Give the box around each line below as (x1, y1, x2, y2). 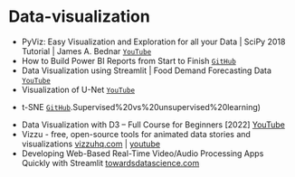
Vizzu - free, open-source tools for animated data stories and (21, 128, 251, 139)
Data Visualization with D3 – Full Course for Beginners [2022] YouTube (21, 119, 286, 130)
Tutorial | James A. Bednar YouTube (21, 45, 152, 56)
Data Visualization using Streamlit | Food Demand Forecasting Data (21, 65, 272, 76)
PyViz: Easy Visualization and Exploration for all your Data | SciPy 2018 (21, 36, 286, 47)
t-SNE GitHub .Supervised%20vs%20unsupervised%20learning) (21, 101, 262, 112)
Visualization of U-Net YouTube (21, 84, 136, 95)
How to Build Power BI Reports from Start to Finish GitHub (21, 55, 236, 66)
